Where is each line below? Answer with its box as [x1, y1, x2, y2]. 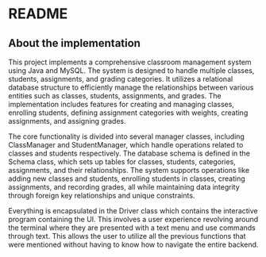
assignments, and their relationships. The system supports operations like [8, 166, 250, 175]
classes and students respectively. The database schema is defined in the [8, 148, 250, 158]
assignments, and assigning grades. [8, 117, 126, 125]
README [8, 5, 68, 23]
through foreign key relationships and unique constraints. [8, 191, 195, 200]
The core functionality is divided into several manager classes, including [8, 132, 245, 141]
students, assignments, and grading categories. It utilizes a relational [8, 75, 233, 83]
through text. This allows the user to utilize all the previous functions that [8, 232, 246, 240]
